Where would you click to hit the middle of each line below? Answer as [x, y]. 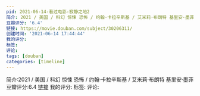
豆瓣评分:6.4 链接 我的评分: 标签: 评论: [53, 86]
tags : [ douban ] [25, 56]
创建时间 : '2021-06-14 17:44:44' [46, 34]
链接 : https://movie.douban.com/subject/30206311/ [69, 28]
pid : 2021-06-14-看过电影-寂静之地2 [48, 12]
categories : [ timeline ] [36, 61]
